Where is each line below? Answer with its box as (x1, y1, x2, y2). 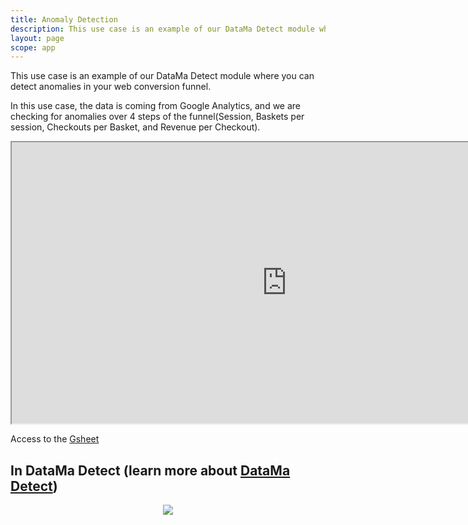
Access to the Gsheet (10, 433, 100, 445)
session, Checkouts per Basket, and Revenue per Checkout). (10, 121, 261, 133)
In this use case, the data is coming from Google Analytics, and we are (10, 100, 302, 112)
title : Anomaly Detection (10, 14, 118, 25)
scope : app (10, 42, 56, 53)
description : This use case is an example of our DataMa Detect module (10, 24, 315, 34)
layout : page (10, 33, 65, 43)
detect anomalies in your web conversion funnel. (10, 81, 212, 93)
